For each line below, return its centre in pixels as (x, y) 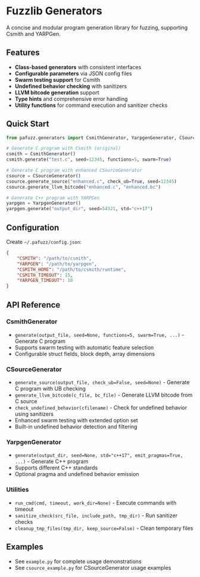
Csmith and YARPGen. (33, 33)
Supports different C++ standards (56, 468)
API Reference (33, 305)
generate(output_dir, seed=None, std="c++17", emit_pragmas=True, (99, 456)
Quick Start (28, 124)
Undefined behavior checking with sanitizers (71, 86)
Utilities (18, 490)
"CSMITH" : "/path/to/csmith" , (54, 258)
